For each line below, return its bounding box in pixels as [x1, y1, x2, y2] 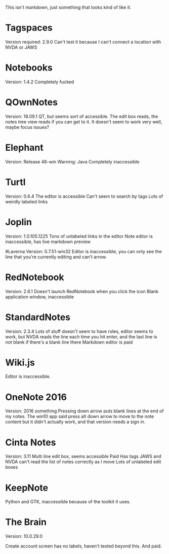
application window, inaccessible [5, 294, 74, 300]
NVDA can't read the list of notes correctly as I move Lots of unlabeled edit [5, 459, 161, 465]
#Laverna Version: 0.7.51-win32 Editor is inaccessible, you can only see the [5, 248, 162, 254]
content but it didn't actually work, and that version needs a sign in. [5, 419, 146, 425]
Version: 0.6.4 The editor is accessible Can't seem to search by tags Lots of [5, 193, 163, 199]
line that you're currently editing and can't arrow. [5, 254, 107, 260]
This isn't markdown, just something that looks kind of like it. [5, 5, 132, 10]
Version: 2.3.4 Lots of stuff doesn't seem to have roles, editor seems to [5, 328, 153, 334]
